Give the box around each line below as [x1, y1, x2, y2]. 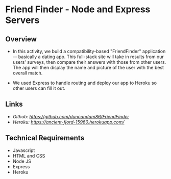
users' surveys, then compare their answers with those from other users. [12, 59, 166, 65]
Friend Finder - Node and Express [5, 4, 151, 15]
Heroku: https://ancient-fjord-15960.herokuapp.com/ [12, 119, 125, 125]
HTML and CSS [12, 152, 45, 159]
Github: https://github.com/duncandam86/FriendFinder [12, 113, 129, 119]
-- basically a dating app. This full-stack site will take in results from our [12, 54, 164, 60]
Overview [5, 35, 37, 43]
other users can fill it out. [12, 85, 65, 91]
